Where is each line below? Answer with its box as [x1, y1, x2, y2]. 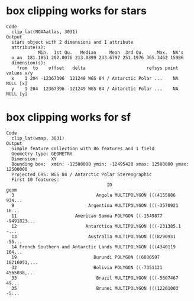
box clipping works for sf [6, 111, 131, 124]
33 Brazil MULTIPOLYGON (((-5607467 [11, 275, 179, 281]
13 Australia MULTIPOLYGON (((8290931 [11, 234, 176, 239]
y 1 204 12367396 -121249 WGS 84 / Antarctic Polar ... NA [11, 86, 179, 92]
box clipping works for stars [6, 4, 147, 18]
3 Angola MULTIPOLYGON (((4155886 [11, 192, 176, 198]
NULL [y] [6, 90, 28, 97]
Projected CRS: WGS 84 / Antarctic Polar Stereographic [11, 171, 152, 177]
